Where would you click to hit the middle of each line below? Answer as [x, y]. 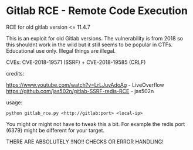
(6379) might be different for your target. [55, 130]
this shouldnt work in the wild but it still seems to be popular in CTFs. [89, 45]
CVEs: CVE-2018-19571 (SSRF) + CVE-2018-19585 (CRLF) [76, 62]
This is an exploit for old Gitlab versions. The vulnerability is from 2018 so [95, 38]
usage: [14, 102]
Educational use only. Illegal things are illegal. [61, 50]
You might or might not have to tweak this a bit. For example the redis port [96, 124]
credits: [15, 73]
